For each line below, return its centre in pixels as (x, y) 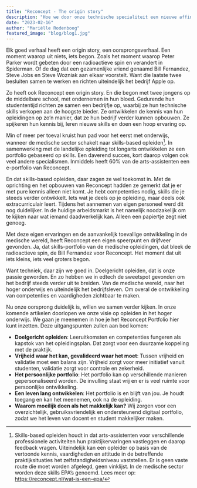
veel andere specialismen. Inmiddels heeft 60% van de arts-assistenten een (98, 161)
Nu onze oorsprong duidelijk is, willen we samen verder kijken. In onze (91, 307)
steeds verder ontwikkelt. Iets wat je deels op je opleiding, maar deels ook (96, 198)
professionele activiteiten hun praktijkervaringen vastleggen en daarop (100, 441)
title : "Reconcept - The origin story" (55, 11)
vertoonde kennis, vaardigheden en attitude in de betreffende (89, 454)
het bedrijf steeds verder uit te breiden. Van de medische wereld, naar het (95, 283)
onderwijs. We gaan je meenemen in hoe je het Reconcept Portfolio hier (93, 319)
